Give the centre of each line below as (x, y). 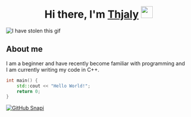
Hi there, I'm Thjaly (92, 14)
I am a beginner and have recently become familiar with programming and (95, 63)
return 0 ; (29, 91)
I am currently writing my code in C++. (53, 69)
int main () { (22, 80)
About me (24, 49)
